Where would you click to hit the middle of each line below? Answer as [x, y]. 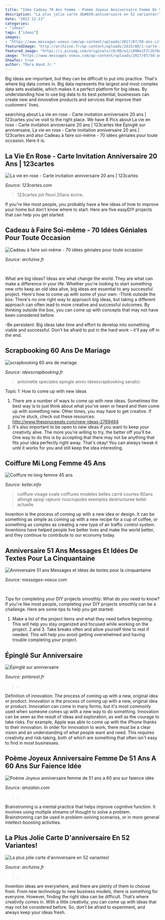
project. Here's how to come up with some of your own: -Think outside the [80, 294]
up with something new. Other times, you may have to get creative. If [82, 411]
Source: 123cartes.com [29, 185]
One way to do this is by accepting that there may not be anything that [83, 437]
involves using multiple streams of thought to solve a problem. [68, 812]
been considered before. [30, 315]
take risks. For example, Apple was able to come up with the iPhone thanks [81, 722]
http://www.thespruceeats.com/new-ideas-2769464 [65, 421]
